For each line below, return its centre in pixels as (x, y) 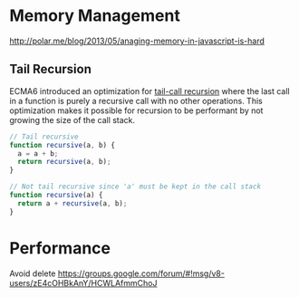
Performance (60, 248)
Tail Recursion (51, 69)
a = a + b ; (38, 153)
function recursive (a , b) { (63, 145)
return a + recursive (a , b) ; (72, 203)
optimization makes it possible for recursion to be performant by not (136, 110)
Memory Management (95, 16)
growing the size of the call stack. (72, 120)
